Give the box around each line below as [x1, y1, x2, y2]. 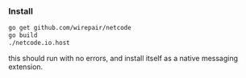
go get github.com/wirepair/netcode [8, 24, 131, 32]
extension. [8, 62, 44, 72]
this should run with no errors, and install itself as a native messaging [8, 53, 239, 63]
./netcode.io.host [8, 39, 70, 47]
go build [8, 31, 38, 39]
